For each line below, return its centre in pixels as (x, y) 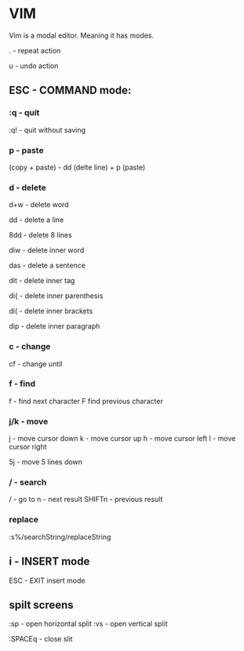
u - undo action (34, 65)
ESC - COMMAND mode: (70, 91)
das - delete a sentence (47, 265)
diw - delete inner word (47, 250)
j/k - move (29, 421)
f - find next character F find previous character (86, 401)
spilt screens (41, 605)
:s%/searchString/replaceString (60, 536)
